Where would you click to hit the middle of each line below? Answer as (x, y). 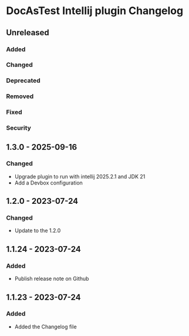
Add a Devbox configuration (49, 183)
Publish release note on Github (52, 279)
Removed (20, 96)
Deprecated (23, 80)
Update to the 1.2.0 (38, 231)
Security (18, 128)
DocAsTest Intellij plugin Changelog (95, 11)
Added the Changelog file (46, 327)
